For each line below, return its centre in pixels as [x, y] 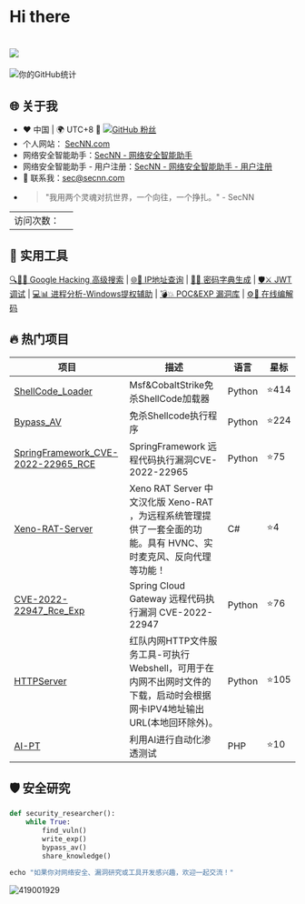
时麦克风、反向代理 [170, 557]
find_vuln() [65, 831]
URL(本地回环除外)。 [173, 722]
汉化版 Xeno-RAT [176, 502]
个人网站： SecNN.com [66, 144]
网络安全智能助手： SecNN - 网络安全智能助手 [108, 155]
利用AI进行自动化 [166, 739]
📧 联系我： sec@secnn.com [74, 177]
